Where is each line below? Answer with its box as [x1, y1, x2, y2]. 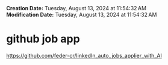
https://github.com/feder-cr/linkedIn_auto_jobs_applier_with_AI [6, 52, 163, 59]
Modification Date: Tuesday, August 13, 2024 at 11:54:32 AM [6, 11, 157, 18]
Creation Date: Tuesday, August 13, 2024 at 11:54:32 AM [6, 5, 146, 11]
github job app [6, 32, 80, 46]
